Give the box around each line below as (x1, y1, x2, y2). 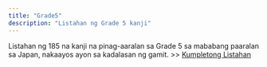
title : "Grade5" (8, 11, 62, 20)
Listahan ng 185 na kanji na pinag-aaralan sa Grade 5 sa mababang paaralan (8, 41, 260, 50)
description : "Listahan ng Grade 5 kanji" (8, 19, 151, 27)
